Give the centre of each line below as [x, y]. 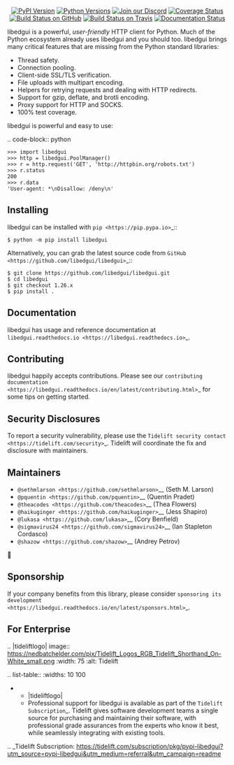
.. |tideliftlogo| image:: [39, 646]
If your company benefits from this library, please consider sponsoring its [114, 594]
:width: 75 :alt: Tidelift [87, 661]
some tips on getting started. [49, 397]
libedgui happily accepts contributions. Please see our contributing [105, 376]
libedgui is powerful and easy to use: [60, 126]
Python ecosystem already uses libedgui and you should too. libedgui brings [117, 39]
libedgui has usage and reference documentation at [81, 329]
